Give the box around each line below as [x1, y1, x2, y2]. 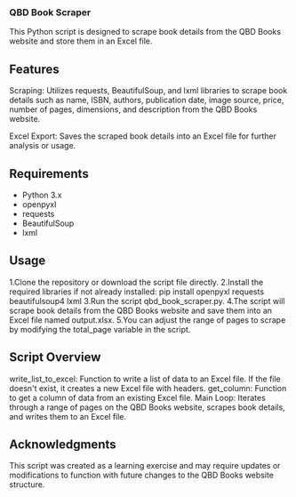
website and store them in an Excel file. [9, 36, 153, 46]
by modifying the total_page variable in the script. [9, 324, 191, 334]
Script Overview [9, 349, 101, 365]
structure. [9, 479, 45, 490]
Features [9, 61, 60, 76]
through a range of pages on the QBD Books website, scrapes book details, [9, 402, 286, 413]
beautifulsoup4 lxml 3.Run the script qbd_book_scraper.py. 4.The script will [9, 295, 285, 306]
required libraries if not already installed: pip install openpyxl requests [9, 286, 265, 297]
